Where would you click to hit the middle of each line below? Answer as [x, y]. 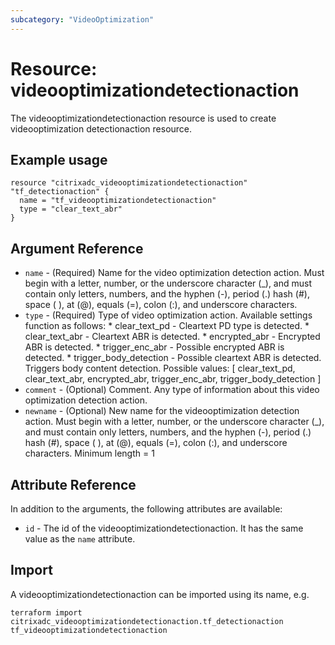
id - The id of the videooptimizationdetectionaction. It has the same [164, 528]
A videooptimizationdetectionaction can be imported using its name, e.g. [160, 594]
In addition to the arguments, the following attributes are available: [146, 509]
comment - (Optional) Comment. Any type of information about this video [172, 390]
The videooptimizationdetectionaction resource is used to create [143, 118]
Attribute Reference [73, 484]
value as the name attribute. [80, 539]
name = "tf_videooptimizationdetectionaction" [118, 201]
